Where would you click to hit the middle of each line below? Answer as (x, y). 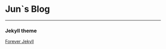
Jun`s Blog (28, 9)
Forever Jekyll (20, 42)
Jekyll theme (21, 31)
